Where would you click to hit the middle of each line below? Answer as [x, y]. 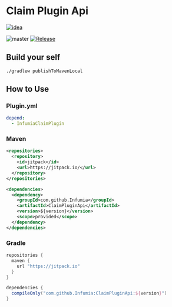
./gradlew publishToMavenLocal [44, 71]
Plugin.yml [22, 106]
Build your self [33, 57]
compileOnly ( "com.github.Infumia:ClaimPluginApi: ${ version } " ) [89, 293]
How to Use [28, 89]
